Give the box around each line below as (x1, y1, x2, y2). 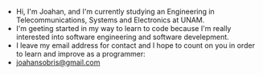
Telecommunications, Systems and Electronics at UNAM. (15, 15, 205, 25)
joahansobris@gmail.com (15, 57, 101, 67)
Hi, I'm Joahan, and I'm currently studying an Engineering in (15, 7, 215, 16)
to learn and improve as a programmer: (15, 49, 146, 58)
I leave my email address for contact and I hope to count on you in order (15, 41, 256, 50)
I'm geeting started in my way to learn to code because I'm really (15, 24, 232, 33)
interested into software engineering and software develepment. (15, 32, 229, 41)
